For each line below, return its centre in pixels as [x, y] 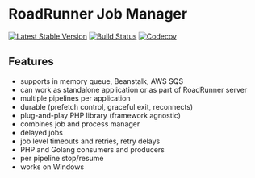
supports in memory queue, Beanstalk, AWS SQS [102, 81]
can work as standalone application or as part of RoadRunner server [134, 89]
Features [31, 62]
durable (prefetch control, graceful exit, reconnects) [107, 106]
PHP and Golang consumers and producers [92, 149]
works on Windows [52, 167]
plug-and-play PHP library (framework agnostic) [100, 115]
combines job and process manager [80, 124]
